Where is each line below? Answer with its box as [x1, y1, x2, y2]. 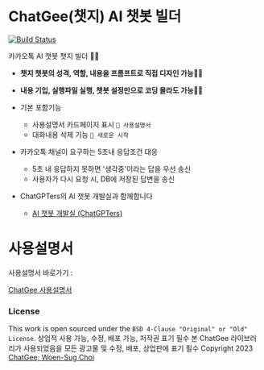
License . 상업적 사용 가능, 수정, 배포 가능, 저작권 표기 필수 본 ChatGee [8, 334, 229, 343]
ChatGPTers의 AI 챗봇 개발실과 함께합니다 [19, 191, 153, 201]
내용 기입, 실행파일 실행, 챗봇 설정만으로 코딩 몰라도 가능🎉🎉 [19, 85, 204, 95]
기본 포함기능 [19, 102, 62, 112]
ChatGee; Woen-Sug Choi [8, 352, 95, 363]
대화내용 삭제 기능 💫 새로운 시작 [31, 130, 129, 139]
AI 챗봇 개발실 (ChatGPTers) [31, 208, 123, 218]
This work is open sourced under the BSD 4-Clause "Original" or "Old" [8, 324, 248, 334]
